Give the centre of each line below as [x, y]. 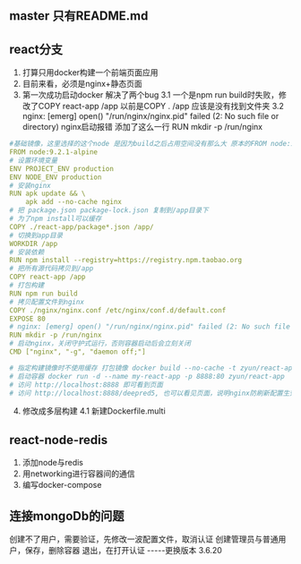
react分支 [36, 49]
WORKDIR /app [34, 244]
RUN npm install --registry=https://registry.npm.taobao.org [126, 261]
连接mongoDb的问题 [67, 516]
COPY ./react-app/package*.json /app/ [82, 226]
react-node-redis [59, 440]
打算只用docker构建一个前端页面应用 [90, 73]
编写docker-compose [62, 485]
